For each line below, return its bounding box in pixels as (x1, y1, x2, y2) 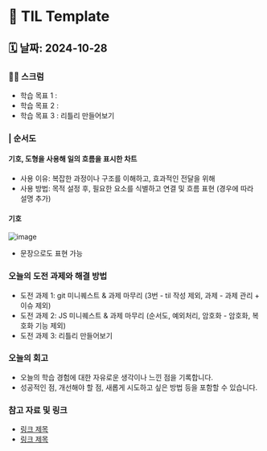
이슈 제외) (19, 301, 51, 310)
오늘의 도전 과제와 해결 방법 (8, 271, 108, 282)
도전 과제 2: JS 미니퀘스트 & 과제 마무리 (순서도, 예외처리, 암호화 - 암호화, (19, 310, 251, 320)
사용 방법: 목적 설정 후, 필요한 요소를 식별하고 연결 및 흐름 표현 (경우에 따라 (19, 184, 254, 193)
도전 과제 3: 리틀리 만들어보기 (19, 330, 113, 340)
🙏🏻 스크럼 (8, 71, 44, 82)
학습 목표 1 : (19, 90, 58, 100)
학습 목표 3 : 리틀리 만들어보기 (19, 110, 115, 120)
